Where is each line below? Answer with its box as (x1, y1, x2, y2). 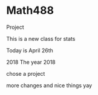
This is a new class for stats (6, 35, 76, 42)
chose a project (6, 70, 45, 77)
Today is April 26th (6, 46, 53, 54)
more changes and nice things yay (6, 82, 93, 89)
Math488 (6, 4, 54, 17)
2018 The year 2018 (6, 58, 56, 66)
